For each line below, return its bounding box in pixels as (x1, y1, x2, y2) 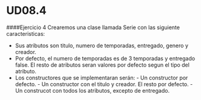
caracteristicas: (6, 30, 46, 37)
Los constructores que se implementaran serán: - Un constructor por (15, 74, 188, 81)
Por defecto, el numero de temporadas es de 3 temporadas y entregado (15, 55, 196, 62)
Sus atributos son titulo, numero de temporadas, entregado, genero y (15, 42, 189, 49)
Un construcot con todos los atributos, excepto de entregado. (15, 87, 170, 94)
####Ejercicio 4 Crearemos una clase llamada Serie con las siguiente (6, 24, 180, 31)
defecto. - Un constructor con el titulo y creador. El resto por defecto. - (15, 80, 193, 88)
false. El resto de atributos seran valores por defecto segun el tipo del (15, 61, 190, 68)
